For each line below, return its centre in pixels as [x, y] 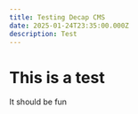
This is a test [57, 77]
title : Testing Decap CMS [57, 17]
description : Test [43, 34]
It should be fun [38, 102]
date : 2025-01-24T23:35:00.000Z [69, 26]
